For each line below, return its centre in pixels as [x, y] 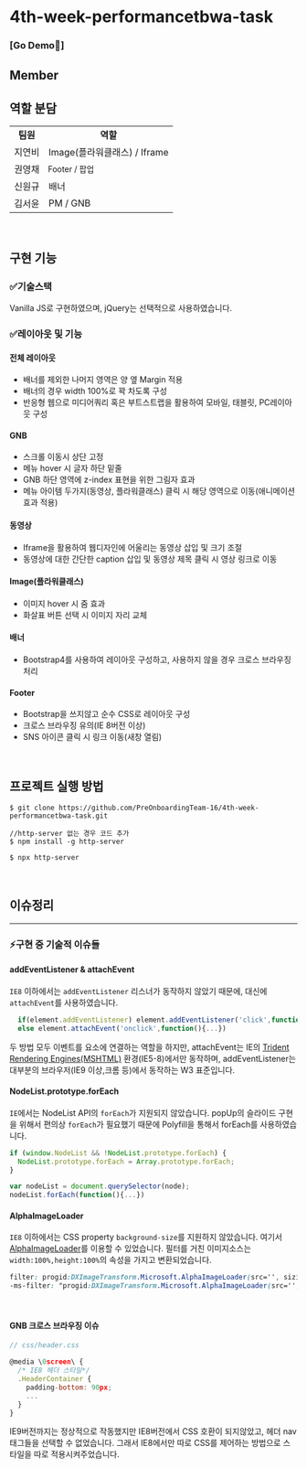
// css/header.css [44, 1345]
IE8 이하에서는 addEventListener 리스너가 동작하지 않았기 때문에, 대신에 [138, 991]
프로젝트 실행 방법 [57, 786]
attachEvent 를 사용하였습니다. [64, 1002]
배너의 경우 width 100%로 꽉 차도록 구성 [95, 391]
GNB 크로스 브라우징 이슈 [54, 1325]
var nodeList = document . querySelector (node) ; [100, 1186]
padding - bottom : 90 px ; [69, 1388]
